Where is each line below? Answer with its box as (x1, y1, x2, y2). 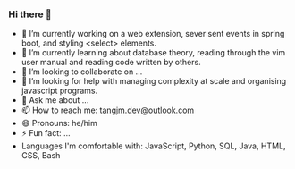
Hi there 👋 (8, 8, 53, 21)
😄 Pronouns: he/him (21, 118, 97, 129)
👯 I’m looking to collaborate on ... (21, 66, 143, 77)
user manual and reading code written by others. (21, 57, 202, 68)
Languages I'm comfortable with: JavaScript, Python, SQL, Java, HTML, (21, 140, 286, 151)
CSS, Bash (21, 150, 61, 161)
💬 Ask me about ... (21, 95, 89, 106)
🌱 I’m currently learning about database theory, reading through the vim (21, 47, 286, 58)
